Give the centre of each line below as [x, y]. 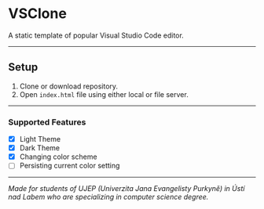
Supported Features [47, 122]
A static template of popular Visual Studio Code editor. [96, 35]
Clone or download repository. [69, 86]
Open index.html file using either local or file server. [104, 94]
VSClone [37, 14]
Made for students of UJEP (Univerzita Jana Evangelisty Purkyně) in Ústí [126, 189]
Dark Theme [40, 148]
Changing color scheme [58, 157]
